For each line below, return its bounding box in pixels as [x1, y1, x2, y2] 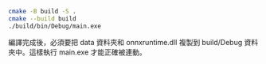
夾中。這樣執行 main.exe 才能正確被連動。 [8, 47, 147, 57]
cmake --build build [8, 14, 77, 23]
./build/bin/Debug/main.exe [8, 22, 102, 30]
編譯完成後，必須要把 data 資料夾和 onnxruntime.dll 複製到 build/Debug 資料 [8, 37, 259, 47]
